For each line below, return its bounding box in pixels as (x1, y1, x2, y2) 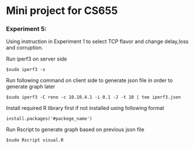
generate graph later (6, 83, 55, 90)
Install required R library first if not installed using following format (6, 105, 164, 112)
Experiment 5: (6, 25, 47, 33)
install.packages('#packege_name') (6, 116, 93, 122)
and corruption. (6, 44, 44, 51)
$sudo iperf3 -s (6, 67, 45, 73)
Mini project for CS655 (6, 4, 118, 17)
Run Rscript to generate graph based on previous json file (6, 126, 144, 133)
